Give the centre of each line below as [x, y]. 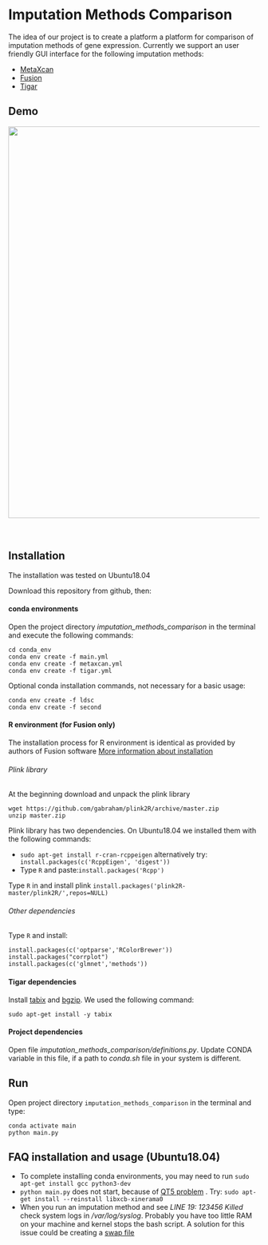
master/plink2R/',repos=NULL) [59, 893]
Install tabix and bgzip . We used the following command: [101, 1000]
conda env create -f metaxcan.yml [66, 664]
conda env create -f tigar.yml [60, 670]
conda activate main [43, 1126]
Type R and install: [38, 936]
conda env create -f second [55, 707]
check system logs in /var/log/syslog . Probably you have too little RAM [136, 1215]
